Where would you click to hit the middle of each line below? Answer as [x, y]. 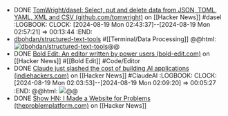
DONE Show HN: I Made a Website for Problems [82, 98]
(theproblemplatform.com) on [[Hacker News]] [80, 105]
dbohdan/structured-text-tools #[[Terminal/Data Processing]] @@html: [115, 39]
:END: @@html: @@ [46, 91]
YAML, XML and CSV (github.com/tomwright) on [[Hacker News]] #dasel [117, 17]
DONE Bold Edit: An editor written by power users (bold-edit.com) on [112, 54]
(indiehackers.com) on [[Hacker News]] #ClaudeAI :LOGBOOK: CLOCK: [115, 76]
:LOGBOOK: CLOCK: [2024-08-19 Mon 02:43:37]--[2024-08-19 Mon [112, 24]
